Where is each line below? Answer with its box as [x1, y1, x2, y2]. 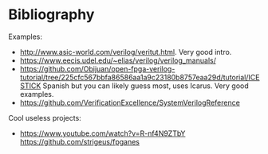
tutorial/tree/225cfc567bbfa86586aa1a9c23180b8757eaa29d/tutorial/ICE [19, 72, 260, 82]
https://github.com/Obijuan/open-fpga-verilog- [19, 64, 175, 73]
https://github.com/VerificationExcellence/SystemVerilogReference [19, 98, 241, 107]
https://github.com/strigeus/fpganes [19, 137, 140, 146]
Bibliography [8, 6, 95, 24]
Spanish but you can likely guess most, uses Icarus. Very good [42, 81, 249, 90]
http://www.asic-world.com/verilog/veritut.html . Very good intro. [19, 47, 232, 56]
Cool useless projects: [8, 113, 81, 122]
